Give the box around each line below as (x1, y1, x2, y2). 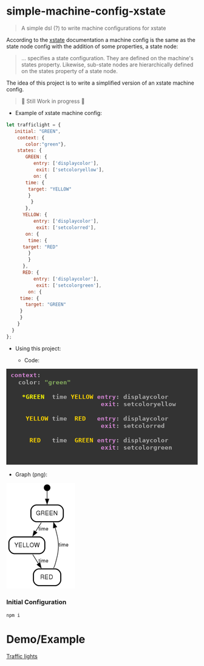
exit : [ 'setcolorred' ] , (36, 224, 97, 231)
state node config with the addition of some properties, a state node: (6, 43, 178, 50)
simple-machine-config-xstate (6, 4, 166, 18)
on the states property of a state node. (21, 67, 118, 74)
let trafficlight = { (6, 122, 61, 128)
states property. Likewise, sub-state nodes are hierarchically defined (21, 61, 194, 68)
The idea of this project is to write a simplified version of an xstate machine (6, 79, 194, 86)
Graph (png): (15, 471, 47, 478)
